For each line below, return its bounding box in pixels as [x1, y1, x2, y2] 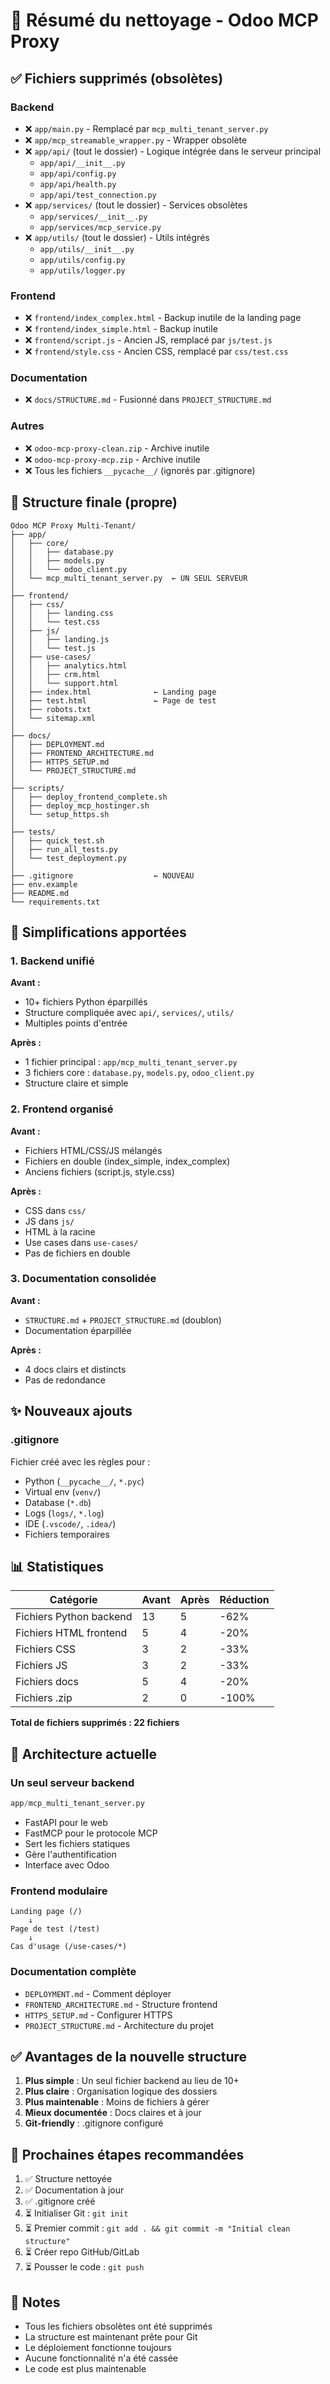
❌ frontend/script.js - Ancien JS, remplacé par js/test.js [24, 334, 273, 346]
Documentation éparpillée [24, 1324, 132, 1336]
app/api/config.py [39, 169, 117, 179]
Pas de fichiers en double [24, 1247, 131, 1259]
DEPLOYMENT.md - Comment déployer [24, 1987, 172, 1999]
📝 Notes [10, 2294, 61, 2311]
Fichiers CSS [15, 1642, 77, 1656]
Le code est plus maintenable [24, 2362, 147, 2374]
